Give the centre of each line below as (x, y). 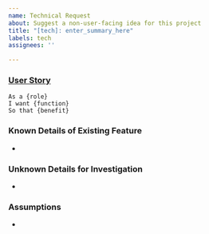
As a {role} (28, 97)
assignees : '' (32, 46)
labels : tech (30, 38)
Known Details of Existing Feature (75, 131)
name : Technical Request (49, 16)
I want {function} (39, 104)
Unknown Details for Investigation (76, 169)
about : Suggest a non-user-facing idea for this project (105, 23)
